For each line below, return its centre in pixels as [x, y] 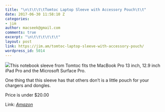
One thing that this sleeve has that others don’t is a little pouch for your [77, 80]
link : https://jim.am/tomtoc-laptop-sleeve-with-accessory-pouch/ [75, 46]
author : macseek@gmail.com [33, 28]
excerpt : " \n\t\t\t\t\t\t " [33, 37]
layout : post [18, 42]
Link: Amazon [19, 104]
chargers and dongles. [28, 85]
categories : [17, 19]
